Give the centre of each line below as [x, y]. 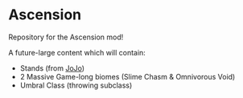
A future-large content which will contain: [77, 52]
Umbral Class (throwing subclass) [76, 85]
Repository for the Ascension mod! [66, 37]
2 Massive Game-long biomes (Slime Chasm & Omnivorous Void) [128, 76]
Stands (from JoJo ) [52, 68]
